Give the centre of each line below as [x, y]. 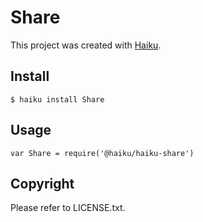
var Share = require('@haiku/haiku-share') [102, 153]
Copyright [42, 183]
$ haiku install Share [57, 99]
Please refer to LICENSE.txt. [68, 208]
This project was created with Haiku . [86, 45]
